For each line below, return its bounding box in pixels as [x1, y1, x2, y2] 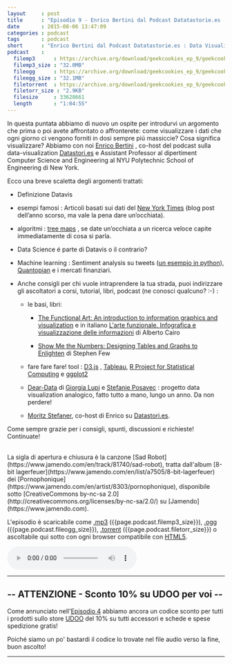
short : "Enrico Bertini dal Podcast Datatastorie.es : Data [7, 42, 202, 49]
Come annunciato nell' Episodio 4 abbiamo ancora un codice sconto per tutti [7, 607, 224, 615]
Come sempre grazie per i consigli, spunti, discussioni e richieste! [7, 424, 195, 433]
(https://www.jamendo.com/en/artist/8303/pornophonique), [7, 482, 178, 490]
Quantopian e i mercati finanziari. [17, 266, 112, 274]
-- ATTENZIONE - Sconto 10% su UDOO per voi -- [7, 589, 223, 600]
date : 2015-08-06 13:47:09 [7, 23, 107, 30]
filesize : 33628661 [13, 94, 85, 101]
